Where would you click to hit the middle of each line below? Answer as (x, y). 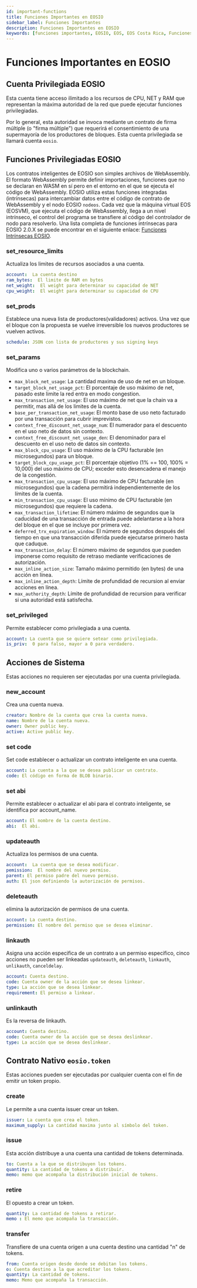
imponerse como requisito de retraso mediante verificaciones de (93, 556)
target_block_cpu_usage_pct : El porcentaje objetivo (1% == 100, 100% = (101, 462)
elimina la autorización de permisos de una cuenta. (68, 909)
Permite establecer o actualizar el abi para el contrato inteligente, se (89, 804)
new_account (26, 692)
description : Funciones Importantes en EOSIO (62, 28)
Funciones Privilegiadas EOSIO (64, 159)
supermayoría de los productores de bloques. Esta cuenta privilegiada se (94, 135)
